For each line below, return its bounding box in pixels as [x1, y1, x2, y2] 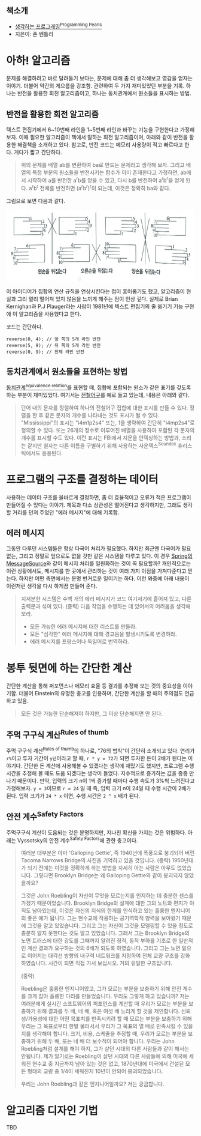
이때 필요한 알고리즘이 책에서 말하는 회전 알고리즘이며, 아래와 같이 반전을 [19, 134, 188, 141]
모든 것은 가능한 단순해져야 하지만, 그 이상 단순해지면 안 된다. [20, 710, 163, 718]
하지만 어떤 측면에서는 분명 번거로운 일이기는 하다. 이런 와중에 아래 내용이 [19, 575, 190, 582]
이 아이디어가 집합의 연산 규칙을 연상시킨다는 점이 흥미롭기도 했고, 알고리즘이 [6, 288, 185, 295]
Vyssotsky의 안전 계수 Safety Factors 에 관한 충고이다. [17, 835, 138, 844]
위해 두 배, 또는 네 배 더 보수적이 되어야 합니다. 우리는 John [36, 1038, 175, 1045]
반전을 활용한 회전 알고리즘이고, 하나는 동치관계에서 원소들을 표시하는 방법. [17, 89, 191, 97]
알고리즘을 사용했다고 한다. [19, 310, 82, 317]
